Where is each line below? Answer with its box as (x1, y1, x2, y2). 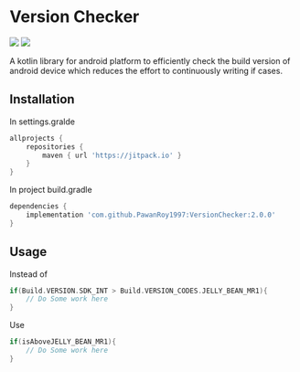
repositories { (26, 142, 84, 152)
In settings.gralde (9, 116, 76, 127)
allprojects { (9, 133, 64, 143)
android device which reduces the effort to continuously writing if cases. (9, 65, 284, 76)
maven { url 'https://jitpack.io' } (42, 151, 182, 160)
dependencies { (9, 202, 68, 211)
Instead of (9, 268, 48, 280)
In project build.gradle (9, 185, 93, 196)
